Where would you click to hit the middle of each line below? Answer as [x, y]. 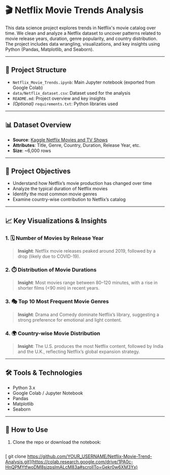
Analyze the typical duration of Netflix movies [60, 189]
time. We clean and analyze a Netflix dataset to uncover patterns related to [83, 33]
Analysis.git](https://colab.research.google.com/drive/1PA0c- [69, 461]
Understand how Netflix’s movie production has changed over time [82, 183]
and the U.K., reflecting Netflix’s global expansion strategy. [79, 351]
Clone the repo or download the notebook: [57, 442]
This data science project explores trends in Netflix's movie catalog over [81, 28]
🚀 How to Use [27, 430]
